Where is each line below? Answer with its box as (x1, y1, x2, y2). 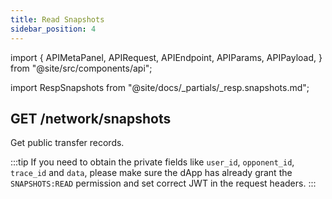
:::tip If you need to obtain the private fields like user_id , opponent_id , (10, 156, 295, 168)
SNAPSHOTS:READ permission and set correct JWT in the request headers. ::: (10, 177, 317, 190)
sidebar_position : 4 (10, 24, 97, 34)
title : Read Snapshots (10, 14, 105, 25)
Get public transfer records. (10, 137, 125, 149)
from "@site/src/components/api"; (10, 62, 153, 74)
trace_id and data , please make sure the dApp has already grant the (10, 167, 293, 179)
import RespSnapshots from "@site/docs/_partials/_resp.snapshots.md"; (10, 81, 310, 93)
